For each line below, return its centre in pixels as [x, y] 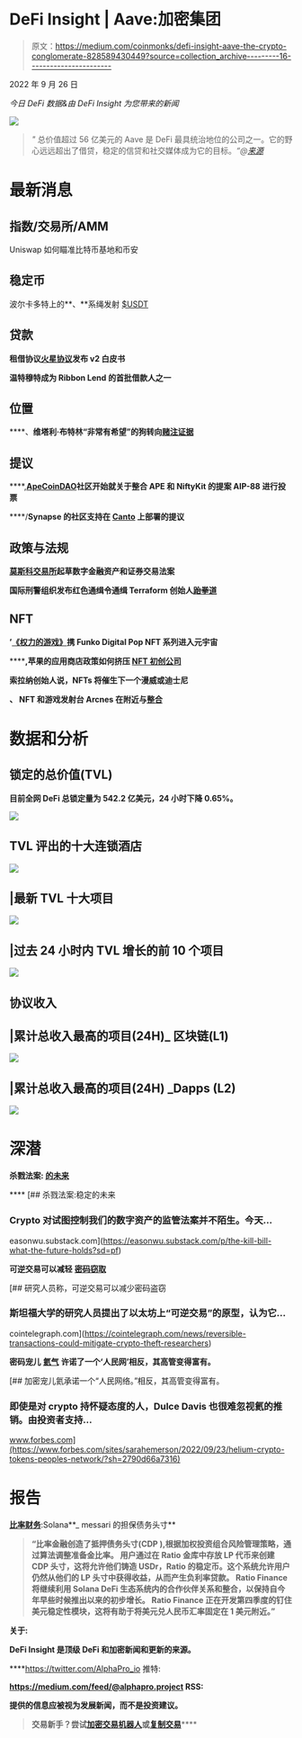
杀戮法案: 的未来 [40, 1176]
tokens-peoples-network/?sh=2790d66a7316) [95, 1459]
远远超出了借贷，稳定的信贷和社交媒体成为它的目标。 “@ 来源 [151, 150]
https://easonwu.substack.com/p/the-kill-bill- [187, 1241]
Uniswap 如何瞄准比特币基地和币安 [74, 249]
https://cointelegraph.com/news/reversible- [165, 1333]
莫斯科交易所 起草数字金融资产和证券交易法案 [92, 571]
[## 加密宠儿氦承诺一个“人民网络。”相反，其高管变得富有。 [117, 1380]
